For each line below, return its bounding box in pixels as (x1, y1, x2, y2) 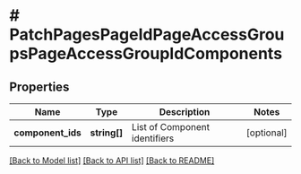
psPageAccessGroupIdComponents (9, 44, 283, 64)
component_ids (13, 126, 82, 139)
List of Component (131, 121, 211, 133)
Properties (9, 79, 70, 94)
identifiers (131, 132, 175, 144)
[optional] (245, 126, 288, 139)
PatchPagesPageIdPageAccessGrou (9, 24, 285, 45)
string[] (90, 126, 124, 139)
